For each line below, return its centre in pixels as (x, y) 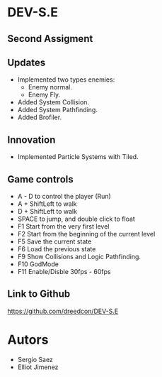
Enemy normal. (50, 87)
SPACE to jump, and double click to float (76, 219)
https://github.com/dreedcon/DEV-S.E (63, 311)
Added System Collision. (53, 102)
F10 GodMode (38, 264)
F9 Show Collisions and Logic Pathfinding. (79, 257)
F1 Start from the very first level (63, 226)
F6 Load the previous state (57, 249)
